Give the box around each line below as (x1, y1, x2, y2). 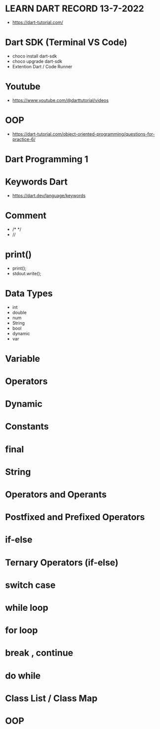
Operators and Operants (5, 489, 107, 500)
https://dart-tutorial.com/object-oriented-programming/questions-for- (12, 131, 155, 137)
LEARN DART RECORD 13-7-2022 (5, 3, 144, 14)
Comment (5, 210, 47, 221)
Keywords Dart (5, 176, 68, 188)
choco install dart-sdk (12, 53, 57, 59)
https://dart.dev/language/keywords (12, 193, 86, 198)
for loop (5, 625, 38, 636)
